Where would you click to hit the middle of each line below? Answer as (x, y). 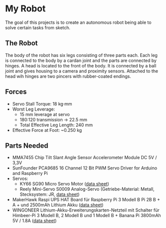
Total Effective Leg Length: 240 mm (56, 125)
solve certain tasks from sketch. (38, 27)
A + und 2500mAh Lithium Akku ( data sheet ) (58, 205)
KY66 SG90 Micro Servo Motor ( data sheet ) (64, 184)
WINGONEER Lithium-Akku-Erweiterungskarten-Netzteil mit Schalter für (86, 210)
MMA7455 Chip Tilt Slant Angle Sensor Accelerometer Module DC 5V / (84, 158)
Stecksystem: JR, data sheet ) (50, 194)
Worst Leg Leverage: (34, 109)
